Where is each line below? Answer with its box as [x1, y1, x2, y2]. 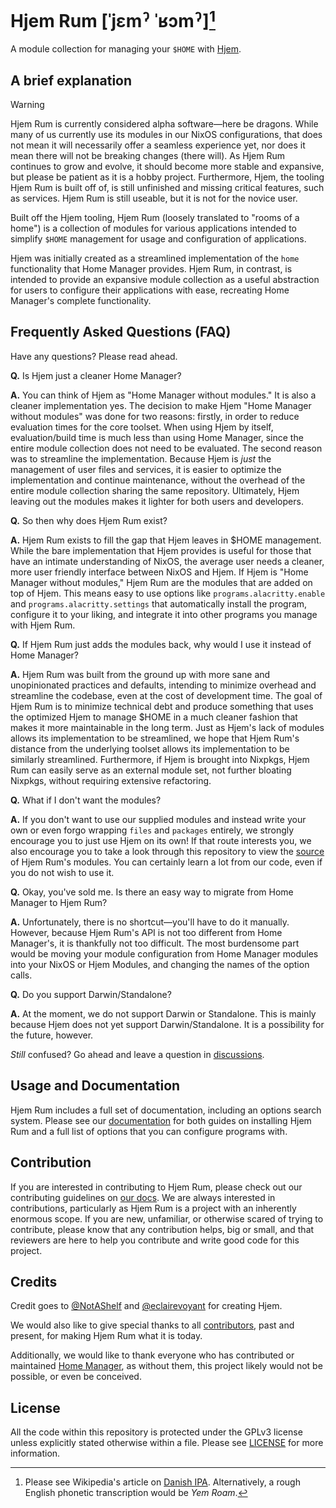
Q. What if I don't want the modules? [10, 794, 162, 806]
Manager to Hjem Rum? [10, 896, 108, 908]
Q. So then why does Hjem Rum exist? [10, 514, 168, 526]
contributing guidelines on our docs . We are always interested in [10, 1191, 276, 1203]
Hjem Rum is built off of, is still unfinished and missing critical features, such [10, 182, 325, 194]
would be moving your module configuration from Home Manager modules [10, 947, 319, 960]
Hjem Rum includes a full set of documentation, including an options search [10, 1104, 322, 1116]
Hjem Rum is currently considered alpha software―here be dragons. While [10, 118, 319, 130]
